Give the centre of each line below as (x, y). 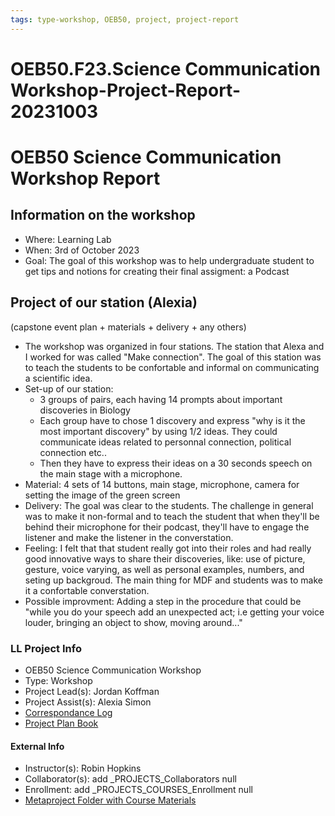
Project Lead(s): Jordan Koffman (92, 691)
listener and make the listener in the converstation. (129, 537)
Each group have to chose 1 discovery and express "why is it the (172, 420)
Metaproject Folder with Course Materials (110, 800)
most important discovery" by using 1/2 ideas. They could (158, 431)
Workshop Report (85, 178)
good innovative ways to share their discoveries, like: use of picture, (165, 558)
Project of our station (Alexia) (104, 302)
